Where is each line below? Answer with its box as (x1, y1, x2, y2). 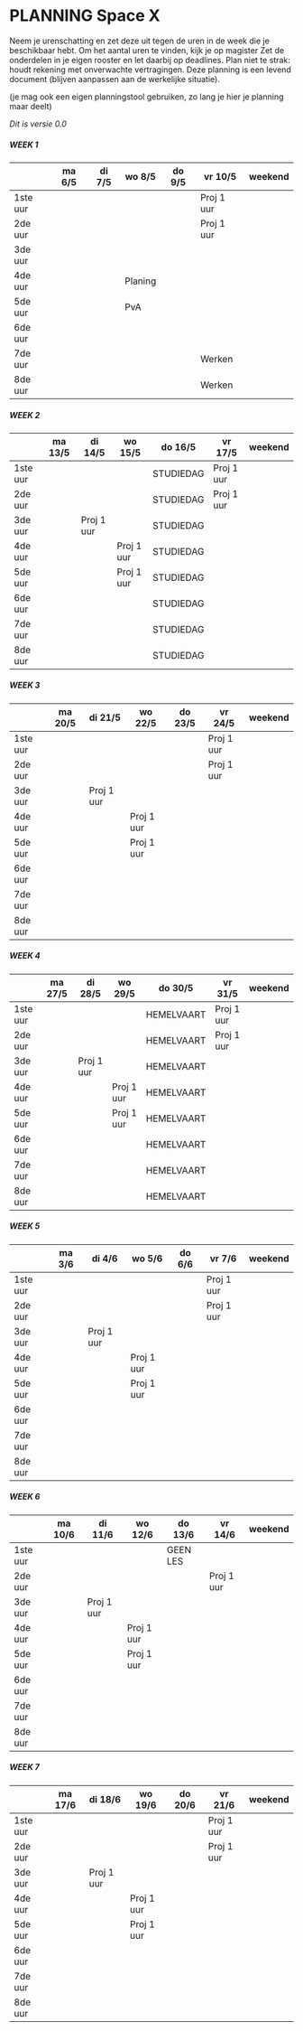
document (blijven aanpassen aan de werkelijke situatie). (9, 73, 221, 84)
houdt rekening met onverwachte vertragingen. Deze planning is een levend (9, 64, 291, 75)
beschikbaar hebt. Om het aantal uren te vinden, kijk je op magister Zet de (9, 44, 285, 55)
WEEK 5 (9, 1221, 41, 1231)
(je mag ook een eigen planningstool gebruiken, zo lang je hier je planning (9, 91, 284, 102)
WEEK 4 (9, 950, 41, 961)
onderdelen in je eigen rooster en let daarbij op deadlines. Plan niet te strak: (9, 54, 290, 65)
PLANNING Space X (9, 5, 161, 26)
